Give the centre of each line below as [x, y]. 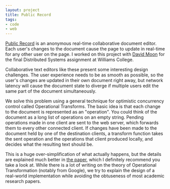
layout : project [22, 10]
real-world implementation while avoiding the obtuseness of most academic [85, 176]
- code [12, 24]
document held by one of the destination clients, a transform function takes [84, 133]
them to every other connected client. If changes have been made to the [81, 128]
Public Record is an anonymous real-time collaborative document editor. [81, 43]
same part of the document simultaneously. [51, 91]
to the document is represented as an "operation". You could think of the [81, 112]
